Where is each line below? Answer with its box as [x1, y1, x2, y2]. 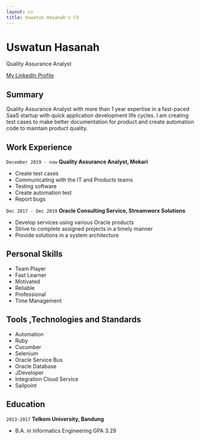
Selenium [14, 350, 38, 357]
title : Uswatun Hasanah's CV [6, 14, 79, 20]
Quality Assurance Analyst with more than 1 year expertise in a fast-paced [6, 105, 190, 113]
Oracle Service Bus [14, 356, 63, 363]
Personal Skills [6, 249, 63, 259]
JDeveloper [14, 369, 44, 376]
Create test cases [14, 170, 59, 177]
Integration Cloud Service [14, 375, 79, 383]
